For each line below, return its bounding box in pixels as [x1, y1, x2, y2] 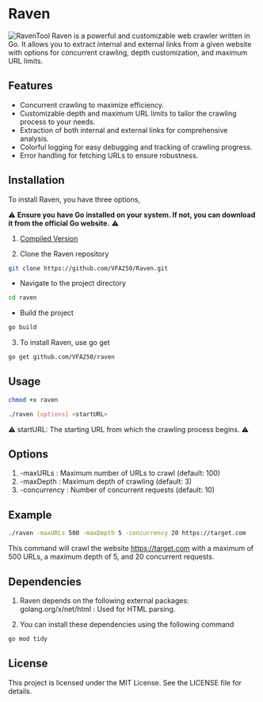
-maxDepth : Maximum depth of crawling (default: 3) [19, 476, 192, 487]
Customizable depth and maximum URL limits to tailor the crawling [19, 108, 237, 118]
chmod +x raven [8, 396, 59, 404]
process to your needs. [19, 116, 96, 127]
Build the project [19, 308, 74, 317]
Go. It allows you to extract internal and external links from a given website [8, 39, 252, 48]
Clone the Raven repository [19, 249, 109, 258]
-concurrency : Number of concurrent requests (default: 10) [19, 485, 215, 495]
